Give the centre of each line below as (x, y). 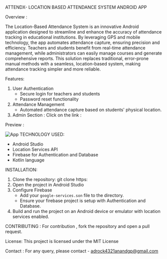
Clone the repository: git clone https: (50, 179)
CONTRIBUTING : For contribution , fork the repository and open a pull (78, 226)
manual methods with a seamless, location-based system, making (73, 64)
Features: (15, 79)
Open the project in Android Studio (48, 185)
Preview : (15, 125)
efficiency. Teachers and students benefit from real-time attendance (75, 48)
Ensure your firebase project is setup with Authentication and (83, 200)
